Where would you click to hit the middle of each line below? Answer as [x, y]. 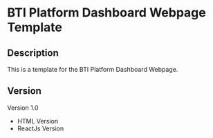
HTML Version [38, 121]
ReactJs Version [40, 128]
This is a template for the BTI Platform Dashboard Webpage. [93, 69]
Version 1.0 [23, 108]
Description [33, 53]
